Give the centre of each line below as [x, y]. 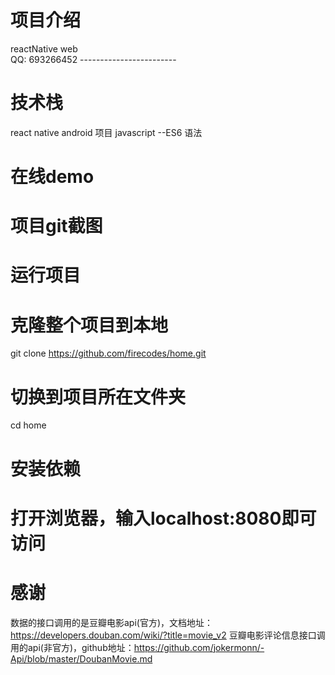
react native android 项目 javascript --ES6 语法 [106, 132]
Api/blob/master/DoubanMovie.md [81, 658]
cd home [28, 425]
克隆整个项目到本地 [89, 325]
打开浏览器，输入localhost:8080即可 [163, 518]
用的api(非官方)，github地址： [72, 647]
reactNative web [44, 48]
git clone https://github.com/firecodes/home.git [108, 353]
